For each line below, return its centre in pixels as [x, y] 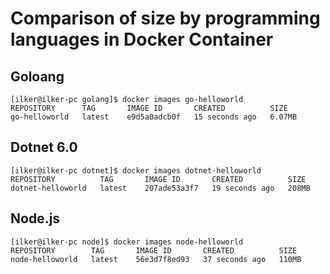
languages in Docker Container [142, 39]
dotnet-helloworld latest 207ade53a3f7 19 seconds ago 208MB [160, 188]
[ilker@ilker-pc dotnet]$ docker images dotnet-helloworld [136, 170]
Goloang [37, 76]
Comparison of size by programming [165, 18]
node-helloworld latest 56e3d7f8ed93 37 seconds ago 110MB [156, 259]
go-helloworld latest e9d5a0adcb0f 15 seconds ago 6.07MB [154, 117]
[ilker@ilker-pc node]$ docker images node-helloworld [127, 242]
